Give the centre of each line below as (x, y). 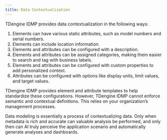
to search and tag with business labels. (52, 60)
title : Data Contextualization (38, 10)
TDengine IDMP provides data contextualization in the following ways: (77, 24)
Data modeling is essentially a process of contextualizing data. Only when (81, 116)
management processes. (31, 106)
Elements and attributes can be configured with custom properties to (83, 65)
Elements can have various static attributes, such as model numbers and (87, 33)
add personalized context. (39, 70)
